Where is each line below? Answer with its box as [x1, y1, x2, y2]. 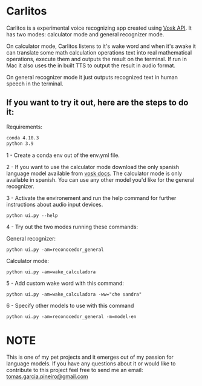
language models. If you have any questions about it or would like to [6, 360, 176, 367]
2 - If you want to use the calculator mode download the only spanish [6, 163, 180, 170]
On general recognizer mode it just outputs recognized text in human [6, 73, 178, 81]
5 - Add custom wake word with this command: [6, 279, 124, 287]
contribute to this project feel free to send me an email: [6, 367, 143, 374]
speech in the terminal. [6, 80, 64, 87]
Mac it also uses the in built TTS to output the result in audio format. [6, 62, 176, 69]
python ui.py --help [6, 212, 59, 219]
